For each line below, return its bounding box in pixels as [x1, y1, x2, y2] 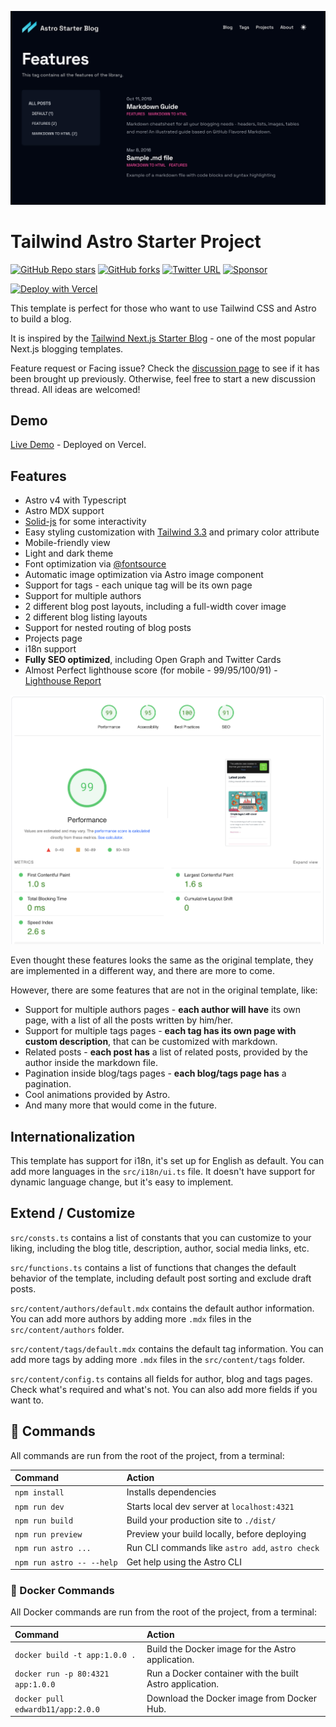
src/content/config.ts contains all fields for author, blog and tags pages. [10, 1372, 313, 1385]
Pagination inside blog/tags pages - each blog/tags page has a [24, 1067, 287, 1080]
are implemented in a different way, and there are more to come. [10, 965, 276, 977]
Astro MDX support [24, 505, 105, 517]
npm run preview [14, 1530, 83, 1540]
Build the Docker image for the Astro [146, 1643, 297, 1655]
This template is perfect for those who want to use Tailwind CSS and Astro [10, 302, 317, 314]
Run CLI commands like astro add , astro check [126, 1542, 320, 1554]
